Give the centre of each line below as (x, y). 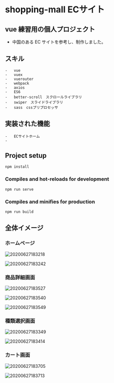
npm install (17, 167)
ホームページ (20, 243)
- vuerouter (19, 79)
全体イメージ (24, 228)
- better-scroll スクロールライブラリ (44, 97)
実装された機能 (28, 124)
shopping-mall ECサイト (55, 10)
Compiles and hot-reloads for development (57, 179)
